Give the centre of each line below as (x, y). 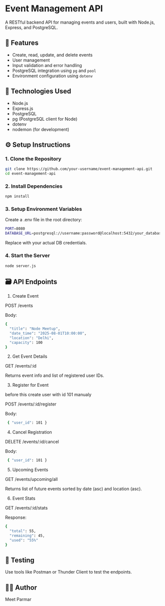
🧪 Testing (20, 560)
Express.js (23, 108)
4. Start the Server (27, 256)
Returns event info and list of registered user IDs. (55, 375)
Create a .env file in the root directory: (44, 220)
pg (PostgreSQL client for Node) (45, 119)
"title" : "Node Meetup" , (35, 329)
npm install (17, 197)
